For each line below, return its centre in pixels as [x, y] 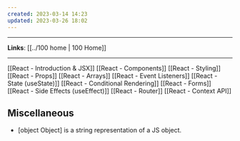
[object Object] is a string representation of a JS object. [100, 130]
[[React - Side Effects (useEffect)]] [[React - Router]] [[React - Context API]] [120, 90]
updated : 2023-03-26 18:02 [47, 21]
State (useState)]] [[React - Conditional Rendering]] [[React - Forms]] [110, 83]
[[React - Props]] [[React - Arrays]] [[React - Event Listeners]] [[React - [112, 75]
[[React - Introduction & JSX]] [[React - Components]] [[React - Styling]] [114, 68]
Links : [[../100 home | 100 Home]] [57, 48]
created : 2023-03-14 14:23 [47, 14]
